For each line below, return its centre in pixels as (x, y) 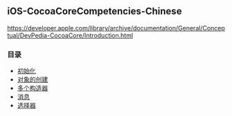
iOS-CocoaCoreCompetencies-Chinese (95, 11)
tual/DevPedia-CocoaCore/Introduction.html (70, 35)
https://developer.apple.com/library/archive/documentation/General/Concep (116, 28)
